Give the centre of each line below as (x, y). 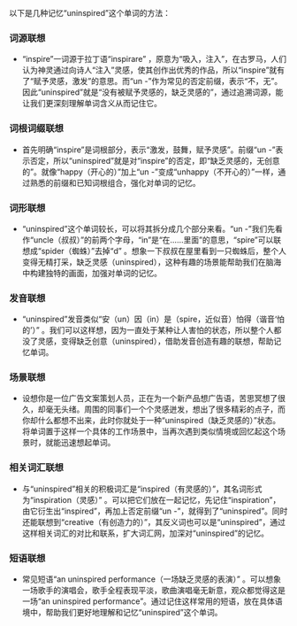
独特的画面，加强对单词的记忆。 (103, 273)
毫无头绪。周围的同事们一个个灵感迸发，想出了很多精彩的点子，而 (165, 409)
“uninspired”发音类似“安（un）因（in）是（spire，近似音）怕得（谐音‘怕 (153, 319)
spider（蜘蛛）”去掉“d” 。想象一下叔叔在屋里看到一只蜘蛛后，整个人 (164, 251)
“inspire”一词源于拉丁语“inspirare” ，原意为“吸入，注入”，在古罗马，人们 (154, 59)
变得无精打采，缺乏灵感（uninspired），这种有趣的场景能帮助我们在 (144, 262)
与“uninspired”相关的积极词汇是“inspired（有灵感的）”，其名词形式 (142, 489)
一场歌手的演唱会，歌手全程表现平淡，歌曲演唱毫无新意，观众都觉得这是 (153, 591)
